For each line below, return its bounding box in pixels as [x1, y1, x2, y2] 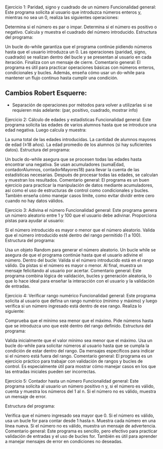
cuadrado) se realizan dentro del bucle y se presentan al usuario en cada [5, 54, 152, 60]
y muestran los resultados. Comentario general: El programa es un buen [5, 177, 149, 183]
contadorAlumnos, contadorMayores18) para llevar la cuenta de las [5, 166, 140, 172]
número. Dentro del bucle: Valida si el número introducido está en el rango [5, 257, 154, 263]
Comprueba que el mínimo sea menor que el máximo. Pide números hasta [5, 317, 153, 324]
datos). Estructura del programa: [5, 146, 71, 153]
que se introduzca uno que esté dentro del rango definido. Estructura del [5, 323, 151, 328]
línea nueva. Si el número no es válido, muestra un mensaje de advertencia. [5, 423, 157, 429]
